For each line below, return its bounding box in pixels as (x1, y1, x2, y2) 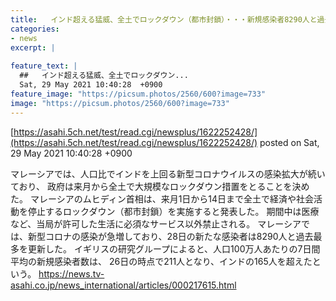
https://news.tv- (38, 267, 105, 280)
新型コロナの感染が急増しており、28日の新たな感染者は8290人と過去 (27, 230, 314, 242)
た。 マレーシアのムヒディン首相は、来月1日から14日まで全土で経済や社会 (10, 192, 315, 205)
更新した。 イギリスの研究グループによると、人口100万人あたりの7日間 (27, 242, 321, 255)
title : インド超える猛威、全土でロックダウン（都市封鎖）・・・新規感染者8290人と (10, 14, 318, 25)
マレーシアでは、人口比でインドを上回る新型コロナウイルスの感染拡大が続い (10, 167, 326, 180)
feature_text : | (10, 61, 78, 71)
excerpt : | (10, 42, 56, 53)
